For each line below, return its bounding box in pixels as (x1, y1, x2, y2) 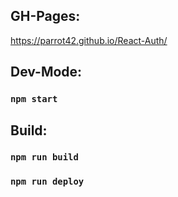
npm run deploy (10, 176, 85, 188)
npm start (10, 94, 58, 105)
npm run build (10, 152, 79, 163)
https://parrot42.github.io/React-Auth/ (10, 34, 168, 46)
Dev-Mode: (10, 64, 83, 81)
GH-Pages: (10, 8, 81, 25)
